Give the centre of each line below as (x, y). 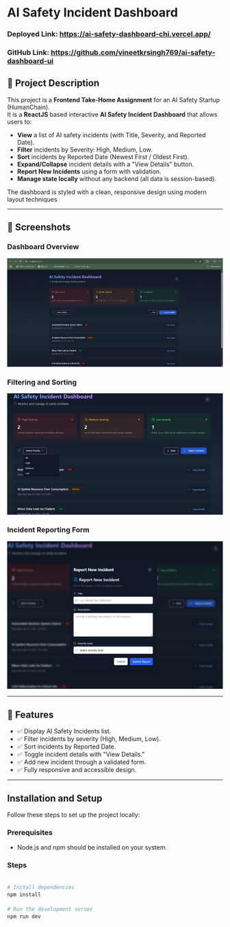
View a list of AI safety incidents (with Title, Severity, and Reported (112, 134)
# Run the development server (50, 910)
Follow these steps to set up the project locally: (74, 815)
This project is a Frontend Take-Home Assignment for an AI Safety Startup (114, 99)
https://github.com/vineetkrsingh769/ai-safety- (133, 53)
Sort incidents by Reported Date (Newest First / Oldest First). (103, 156)
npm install (24, 895)
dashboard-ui (30, 61)
